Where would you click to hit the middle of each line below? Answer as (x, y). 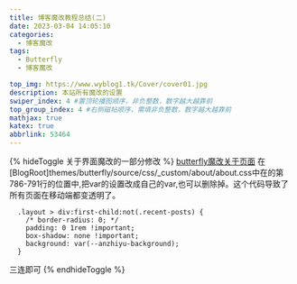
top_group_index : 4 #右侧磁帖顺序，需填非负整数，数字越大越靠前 (121, 109)
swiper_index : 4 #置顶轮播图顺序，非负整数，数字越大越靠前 (111, 101)
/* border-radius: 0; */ (72, 220)
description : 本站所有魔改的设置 (66, 92)
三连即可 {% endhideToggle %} (67, 270)
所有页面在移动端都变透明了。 (65, 195)
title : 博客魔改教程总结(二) (58, 18)
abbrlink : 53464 (40, 135)
